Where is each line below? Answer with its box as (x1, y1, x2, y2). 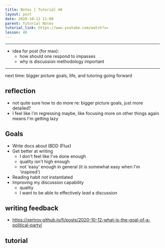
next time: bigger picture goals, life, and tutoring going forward (5, 73, 133, 79)
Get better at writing (12, 148, 53, 154)
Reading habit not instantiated (12, 174, 73, 180)
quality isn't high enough (19, 158, 70, 165)
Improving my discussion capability (12, 179, 84, 185)
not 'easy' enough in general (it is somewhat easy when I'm (19, 164, 140, 169)
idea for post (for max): (12, 48, 59, 54)
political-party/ (12, 222, 43, 228)
